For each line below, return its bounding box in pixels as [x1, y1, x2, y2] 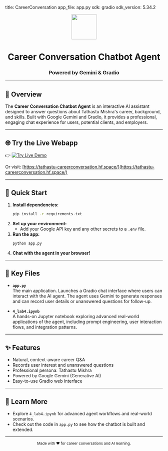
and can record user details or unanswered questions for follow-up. [12, 298, 152, 305]
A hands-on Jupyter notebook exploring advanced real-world [12, 314, 139, 320]
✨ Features [5, 343, 40, 352]
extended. [12, 426, 33, 433]
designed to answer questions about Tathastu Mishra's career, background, [5, 109, 161, 115]
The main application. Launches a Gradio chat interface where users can [12, 288, 162, 294]
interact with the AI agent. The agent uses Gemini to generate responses [12, 293, 162, 299]
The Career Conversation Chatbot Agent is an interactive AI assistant [5, 103, 150, 109]
